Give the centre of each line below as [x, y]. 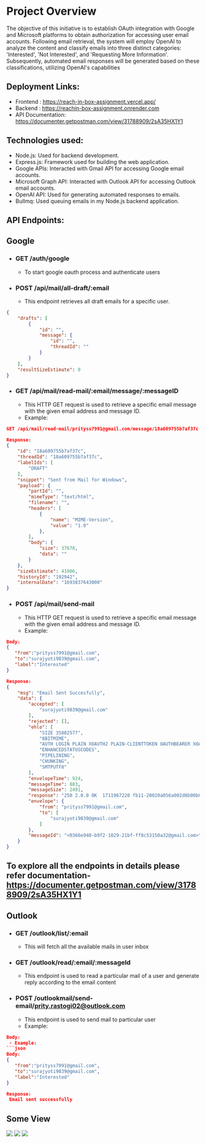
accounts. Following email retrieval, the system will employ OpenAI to [94, 41]
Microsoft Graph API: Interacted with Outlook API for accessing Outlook [105, 181]
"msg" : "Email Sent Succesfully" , [61, 693]
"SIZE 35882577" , [61, 733]
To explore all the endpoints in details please [93, 866]
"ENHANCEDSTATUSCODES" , [69, 750]
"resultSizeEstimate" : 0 [49, 370]
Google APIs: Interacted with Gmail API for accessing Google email [99, 168]
